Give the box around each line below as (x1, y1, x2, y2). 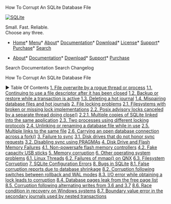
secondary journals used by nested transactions (5, 193, 107, 199)
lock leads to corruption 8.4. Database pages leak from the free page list (5, 177, 158, 183)
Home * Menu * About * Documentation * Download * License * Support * (12, 39, 160, 46)
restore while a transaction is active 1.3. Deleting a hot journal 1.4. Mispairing (5, 96, 166, 101)
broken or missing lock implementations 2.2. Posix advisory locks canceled (5, 106, 164, 112)
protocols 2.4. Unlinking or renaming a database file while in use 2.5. (5, 123, 150, 128)
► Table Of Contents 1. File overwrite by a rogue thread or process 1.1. (5, 84, 153, 90)
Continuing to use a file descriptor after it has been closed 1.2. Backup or (5, 90, 159, 96)
